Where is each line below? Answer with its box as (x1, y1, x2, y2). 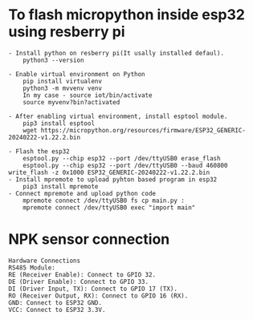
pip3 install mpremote (22, 182, 99, 190)
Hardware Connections (8, 257, 81, 265)
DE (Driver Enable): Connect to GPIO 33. (8, 277, 149, 286)
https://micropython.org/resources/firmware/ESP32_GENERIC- (40, 126, 247, 134)
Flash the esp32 (15, 147, 70, 156)
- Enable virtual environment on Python (8, 70, 146, 78)
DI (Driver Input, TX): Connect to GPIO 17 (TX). (8, 285, 178, 293)
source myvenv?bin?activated (22, 98, 120, 106)
